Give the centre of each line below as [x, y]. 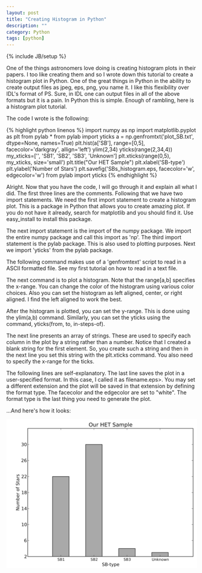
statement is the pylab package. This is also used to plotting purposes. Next [101, 244]
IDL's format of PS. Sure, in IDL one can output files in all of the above [93, 94]
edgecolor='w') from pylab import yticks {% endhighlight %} [82, 175]
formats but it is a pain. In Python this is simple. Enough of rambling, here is [100, 101]
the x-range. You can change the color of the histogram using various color [100, 286]
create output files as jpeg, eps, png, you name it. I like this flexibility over [98, 87]
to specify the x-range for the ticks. [50, 362]
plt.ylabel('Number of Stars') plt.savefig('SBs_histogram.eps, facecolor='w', [101, 169]
